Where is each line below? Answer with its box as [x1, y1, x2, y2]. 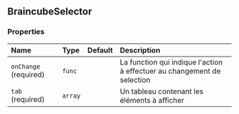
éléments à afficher [119, 95, 185, 105]
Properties [7, 27, 45, 37]
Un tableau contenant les [119, 86, 204, 96]
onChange [11, 62, 41, 70]
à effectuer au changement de [119, 66, 221, 76]
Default [87, 45, 113, 55]
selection [119, 74, 151, 84]
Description [119, 45, 161, 55]
